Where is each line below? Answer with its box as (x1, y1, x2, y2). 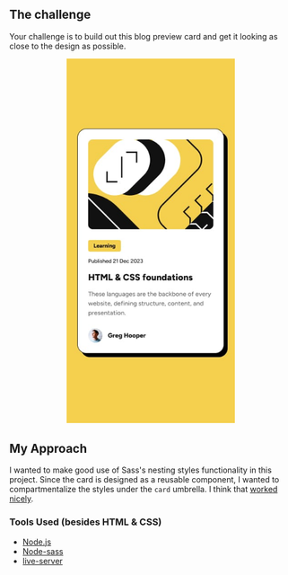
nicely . (9, 493, 34, 504)
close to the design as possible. (9, 40, 127, 51)
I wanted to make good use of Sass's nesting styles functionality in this (9, 464, 272, 475)
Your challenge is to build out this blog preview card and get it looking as (9, 31, 278, 41)
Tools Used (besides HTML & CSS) (9, 516, 162, 528)
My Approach (9, 440, 88, 456)
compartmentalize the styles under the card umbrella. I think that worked (9, 484, 278, 495)
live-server (22, 555, 63, 566)
